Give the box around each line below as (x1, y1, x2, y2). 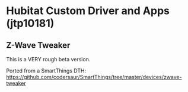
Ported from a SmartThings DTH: (6, 67, 87, 74)
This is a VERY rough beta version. (6, 56, 91, 63)
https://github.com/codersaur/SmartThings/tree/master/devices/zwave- (6, 74, 182, 80)
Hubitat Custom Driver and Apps (6, 4, 170, 18)
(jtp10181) (6, 17, 55, 30)
